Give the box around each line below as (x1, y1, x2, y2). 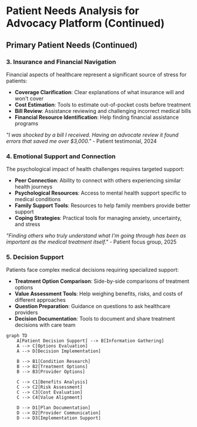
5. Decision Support (6, 253, 64, 261)
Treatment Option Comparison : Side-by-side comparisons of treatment (14, 278, 189, 285)
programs (14, 119, 39, 127)
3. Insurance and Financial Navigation (6, 58, 116, 66)
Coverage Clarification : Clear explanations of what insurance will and (14, 88, 185, 95)
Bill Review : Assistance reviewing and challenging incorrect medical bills (14, 107, 191, 114)
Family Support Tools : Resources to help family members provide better (14, 202, 191, 209)
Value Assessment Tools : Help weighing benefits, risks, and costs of (14, 290, 183, 298)
